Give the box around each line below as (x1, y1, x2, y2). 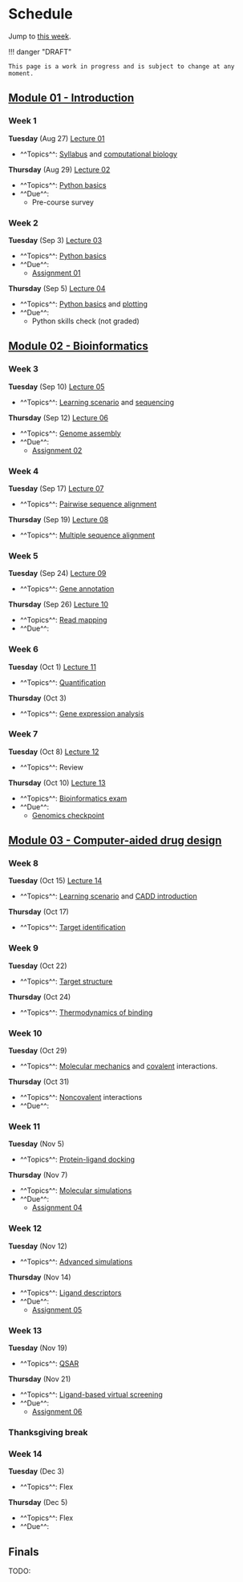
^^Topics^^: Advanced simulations (19, 1256, 133, 1266)
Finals (8, 1545, 39, 1559)
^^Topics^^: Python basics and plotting (19, 298, 148, 309)
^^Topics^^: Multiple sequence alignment (19, 530, 156, 540)
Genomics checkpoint (31, 810, 105, 820)
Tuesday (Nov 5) (8, 1139, 65, 1149)
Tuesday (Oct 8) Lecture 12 (8, 747, 99, 757)
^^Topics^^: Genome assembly (19, 428, 122, 438)
